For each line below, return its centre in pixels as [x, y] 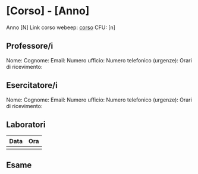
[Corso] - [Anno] [48, 11]
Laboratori [26, 124]
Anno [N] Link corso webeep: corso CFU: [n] [61, 27]
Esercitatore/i [32, 85]
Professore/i [30, 46]
